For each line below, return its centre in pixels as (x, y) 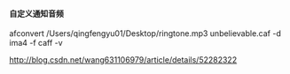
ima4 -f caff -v (36, 43)
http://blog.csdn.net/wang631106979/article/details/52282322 (123, 60)
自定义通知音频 (36, 13)
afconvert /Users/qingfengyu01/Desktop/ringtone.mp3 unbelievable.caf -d (145, 33)
